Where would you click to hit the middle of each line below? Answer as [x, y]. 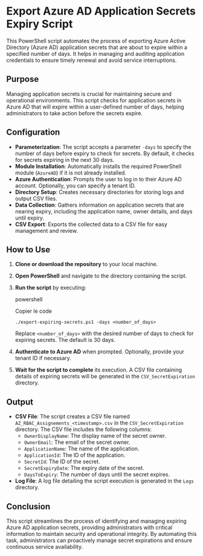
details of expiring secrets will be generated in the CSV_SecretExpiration [105, 377]
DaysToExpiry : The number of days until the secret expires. [97, 475]
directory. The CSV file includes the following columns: [83, 429]
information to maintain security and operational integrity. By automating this [101, 534]
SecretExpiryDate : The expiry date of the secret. [84, 468]
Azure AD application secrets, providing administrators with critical [89, 528]
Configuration [33, 132]
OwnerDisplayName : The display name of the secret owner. [95, 436]
